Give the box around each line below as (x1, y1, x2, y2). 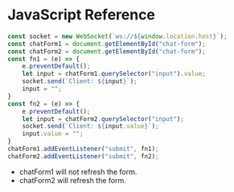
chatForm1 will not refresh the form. (18, 167, 138, 177)
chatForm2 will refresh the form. (18, 175, 126, 185)
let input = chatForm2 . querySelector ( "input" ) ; (22, 115, 184, 123)
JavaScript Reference (7, 6, 156, 24)
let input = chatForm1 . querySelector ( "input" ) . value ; (22, 70, 206, 78)
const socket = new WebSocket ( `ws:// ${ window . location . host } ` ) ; (7, 32, 228, 40)
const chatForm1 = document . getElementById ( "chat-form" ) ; (7, 40, 206, 48)
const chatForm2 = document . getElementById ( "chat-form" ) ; (7, 47, 206, 56)
